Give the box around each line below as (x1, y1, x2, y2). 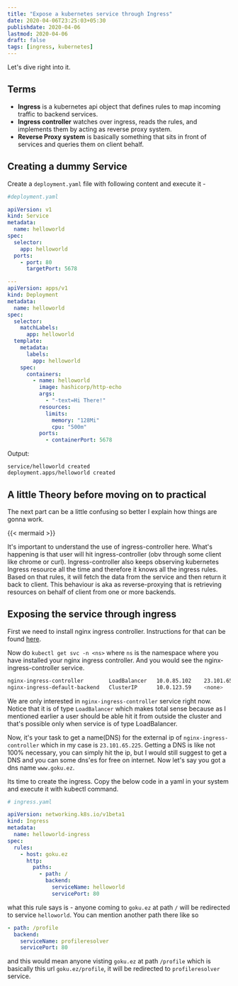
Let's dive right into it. (7, 63, 71, 71)
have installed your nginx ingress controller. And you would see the (7, 656, 203, 664)
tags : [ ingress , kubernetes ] (7, 43, 93, 50)
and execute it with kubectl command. (7, 784, 119, 793)
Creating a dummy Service (7, 160, 127, 172)
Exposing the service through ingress (7, 608, 177, 620)
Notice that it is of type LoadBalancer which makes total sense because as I (7, 704, 227, 713)
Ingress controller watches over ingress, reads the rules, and (17, 117, 198, 126)
